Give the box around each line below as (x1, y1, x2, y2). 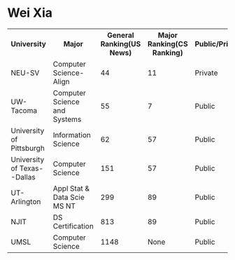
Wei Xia (7, 5, 53, 21)
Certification (52, 221, 94, 231)
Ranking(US (100, 39, 141, 48)
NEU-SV (10, 68, 40, 78)
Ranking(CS (147, 39, 188, 48)
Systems (52, 114, 82, 124)
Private (194, 68, 218, 78)
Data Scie (52, 192, 85, 202)
